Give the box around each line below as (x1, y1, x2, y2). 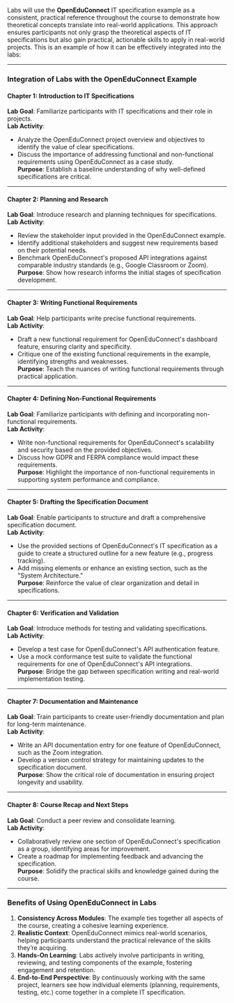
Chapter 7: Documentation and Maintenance (7, 697, 139, 705)
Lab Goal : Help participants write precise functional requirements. (7, 314, 197, 322)
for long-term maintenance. (7, 720, 86, 728)
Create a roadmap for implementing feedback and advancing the (17, 852, 203, 860)
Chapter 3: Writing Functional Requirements (7, 298, 138, 306)
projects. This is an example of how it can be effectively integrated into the (7, 43, 221, 51)
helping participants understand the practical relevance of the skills (17, 936, 211, 944)
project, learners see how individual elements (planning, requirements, (17, 980, 220, 989)
